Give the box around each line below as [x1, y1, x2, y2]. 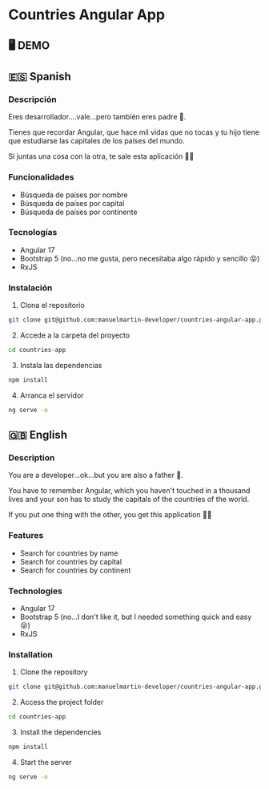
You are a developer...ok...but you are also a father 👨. [8, 471, 183, 480]
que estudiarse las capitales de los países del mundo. [8, 136, 186, 146]
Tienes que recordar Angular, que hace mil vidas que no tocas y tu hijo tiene [8, 127, 260, 137]
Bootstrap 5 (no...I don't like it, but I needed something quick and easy [19, 612, 252, 621]
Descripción [8, 94, 58, 105]
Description [8, 451, 55, 463]
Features [8, 530, 44, 541]
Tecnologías [8, 227, 58, 238]
